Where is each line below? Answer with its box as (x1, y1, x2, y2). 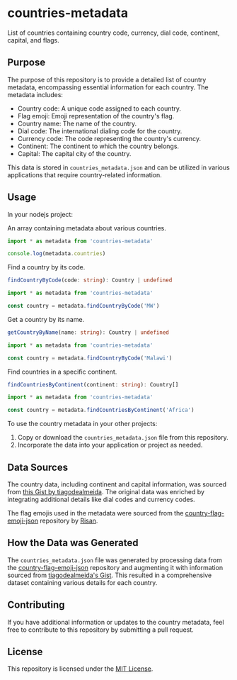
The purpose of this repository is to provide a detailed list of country (7, 75, 207, 84)
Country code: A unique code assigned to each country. (17, 104, 182, 113)
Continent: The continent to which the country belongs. (17, 142, 179, 150)
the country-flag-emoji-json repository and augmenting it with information (7, 563, 224, 572)
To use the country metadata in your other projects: (7, 420, 158, 428)
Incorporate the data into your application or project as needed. (17, 441, 203, 450)
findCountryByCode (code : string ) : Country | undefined (7, 277, 173, 284)
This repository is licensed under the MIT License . (7, 664, 154, 673)
